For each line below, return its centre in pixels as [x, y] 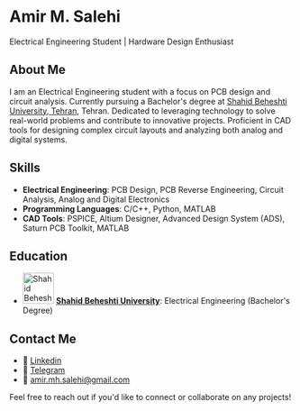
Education [39, 256]
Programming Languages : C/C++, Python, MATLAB [119, 208]
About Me [37, 70]
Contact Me [43, 338]
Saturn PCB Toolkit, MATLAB [76, 228]
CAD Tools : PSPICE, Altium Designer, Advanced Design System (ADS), [154, 218]
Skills [25, 168]
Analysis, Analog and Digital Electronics [96, 199]
